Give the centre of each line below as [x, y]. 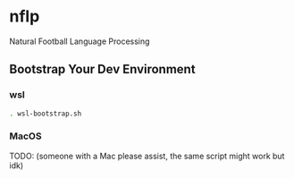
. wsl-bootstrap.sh [46, 114]
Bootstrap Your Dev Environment [102, 69]
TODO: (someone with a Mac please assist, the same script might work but [147, 156]
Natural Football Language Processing [80, 41]
